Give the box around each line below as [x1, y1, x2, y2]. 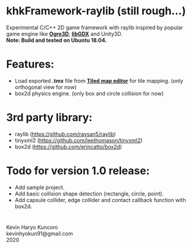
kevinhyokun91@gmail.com [6, 230, 73, 237]
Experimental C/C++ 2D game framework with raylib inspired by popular [6, 24, 183, 31]
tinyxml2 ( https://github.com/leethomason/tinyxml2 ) [14, 137, 143, 144]
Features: [6, 58, 55, 71]
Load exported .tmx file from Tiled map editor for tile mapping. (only [14, 77, 184, 84]
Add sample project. [14, 184, 65, 191]
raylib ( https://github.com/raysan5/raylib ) [14, 130, 116, 138]
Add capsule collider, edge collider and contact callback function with [14, 196, 186, 203]
